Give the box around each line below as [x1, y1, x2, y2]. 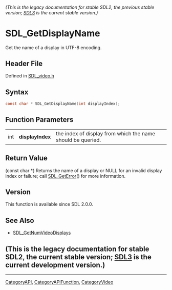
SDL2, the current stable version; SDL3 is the [5, 253, 152, 261]
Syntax [5, 88, 29, 96]
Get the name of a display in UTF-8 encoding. [5, 44, 102, 51]
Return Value [5, 154, 48, 162]
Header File [5, 59, 43, 68]
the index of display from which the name [56, 130, 156, 137]
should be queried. [56, 136, 101, 143]
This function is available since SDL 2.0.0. [5, 201, 94, 208]
